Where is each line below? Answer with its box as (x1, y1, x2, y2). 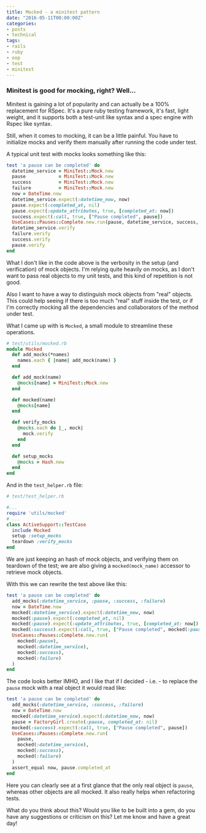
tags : (6, 37, 20, 44)
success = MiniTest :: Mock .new (12, 179, 114, 186)
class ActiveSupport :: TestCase (6, 522, 86, 528)
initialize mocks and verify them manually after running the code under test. (6, 138, 197, 146)
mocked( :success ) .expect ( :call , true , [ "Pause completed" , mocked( (12, 627, 188, 633)
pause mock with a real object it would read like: (6, 684, 127, 692)
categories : (6, 20, 37, 26)
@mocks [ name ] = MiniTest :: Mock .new (17, 380, 109, 386)
